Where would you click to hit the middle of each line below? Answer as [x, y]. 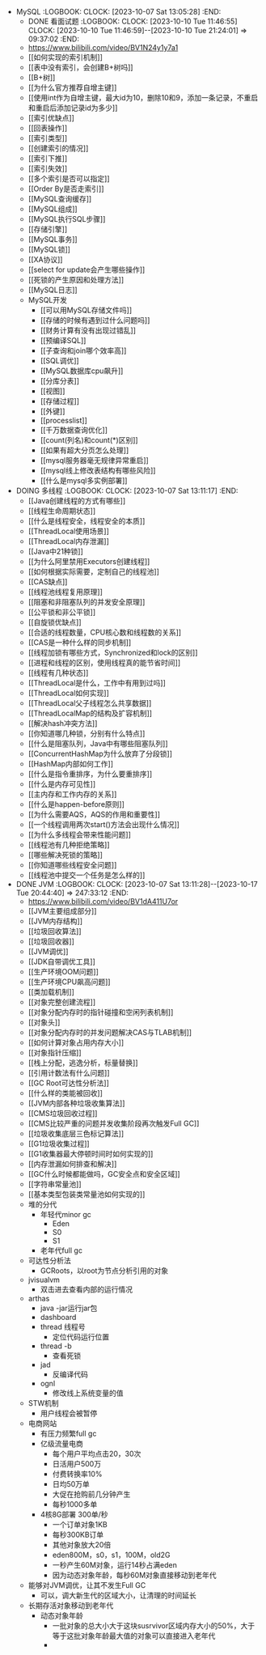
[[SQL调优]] [59, 361]
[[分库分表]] [59, 381]
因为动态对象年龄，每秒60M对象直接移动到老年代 [134, 1575]
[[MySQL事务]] [53, 239]
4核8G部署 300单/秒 [74, 1514]
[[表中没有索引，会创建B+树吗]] [80, 67]
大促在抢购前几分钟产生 [91, 1494]
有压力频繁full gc [68, 1433]
